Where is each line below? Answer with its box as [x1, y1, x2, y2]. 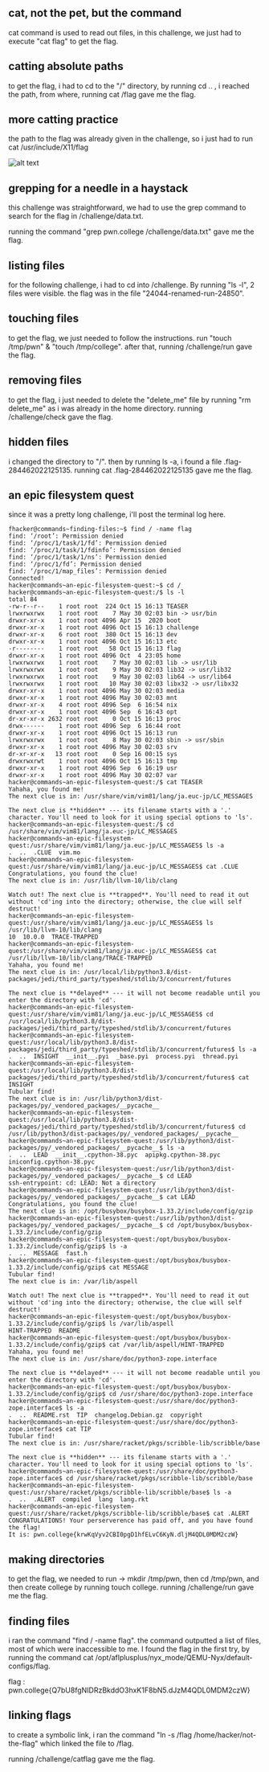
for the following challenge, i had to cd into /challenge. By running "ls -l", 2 [8, 280, 255, 290]
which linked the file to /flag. [39, 1738, 134, 1748]
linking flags [8, 1709, 71, 1722]
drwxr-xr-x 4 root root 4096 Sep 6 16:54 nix [8, 701, 178, 710]
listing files [8, 259, 66, 272]
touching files [8, 312, 79, 325]
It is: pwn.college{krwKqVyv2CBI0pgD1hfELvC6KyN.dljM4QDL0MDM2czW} [8, 1531, 239, 1539]
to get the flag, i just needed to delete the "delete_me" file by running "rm [8, 395, 251, 404]
